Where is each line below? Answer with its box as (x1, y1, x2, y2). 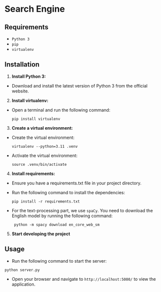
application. (11, 281, 36, 287)
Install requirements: (11, 170, 55, 177)
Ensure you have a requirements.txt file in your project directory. (11, 180, 142, 186)
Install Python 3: (11, 73, 46, 79)
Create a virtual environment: (11, 125, 73, 131)
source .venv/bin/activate (11, 162, 67, 167)
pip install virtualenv (11, 116, 61, 121)
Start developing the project (11, 231, 70, 237)
